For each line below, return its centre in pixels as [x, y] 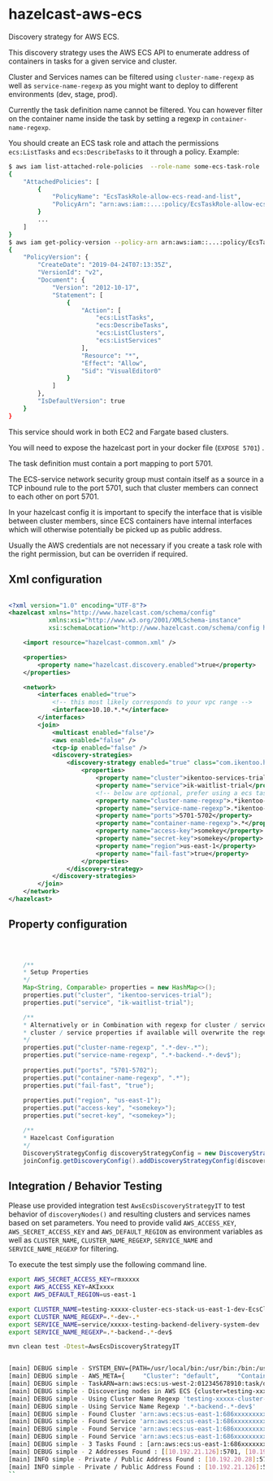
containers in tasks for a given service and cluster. [93, 61]
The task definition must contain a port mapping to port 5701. [111, 463]
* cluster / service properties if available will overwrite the [136, 1033]
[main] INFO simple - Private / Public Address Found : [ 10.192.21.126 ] [134, 1467]
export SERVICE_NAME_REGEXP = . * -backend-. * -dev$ [91, 1332]
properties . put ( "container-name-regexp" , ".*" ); [107, 1078]
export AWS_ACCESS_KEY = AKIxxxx [61, 1287]
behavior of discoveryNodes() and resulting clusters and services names [130, 1214]
